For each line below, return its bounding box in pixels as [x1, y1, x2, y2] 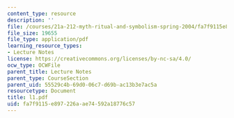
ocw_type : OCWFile [7, 62, 61, 69]
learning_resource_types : [7, 42, 82, 49]
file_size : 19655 [7, 29, 58, 37]
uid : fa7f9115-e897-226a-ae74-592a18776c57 [7, 101, 136, 108]
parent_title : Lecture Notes [7, 68, 92, 75]
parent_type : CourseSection [7, 74, 89, 82]
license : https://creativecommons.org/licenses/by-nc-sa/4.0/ [7, 56, 192, 62]
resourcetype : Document [7, 87, 77, 94]
